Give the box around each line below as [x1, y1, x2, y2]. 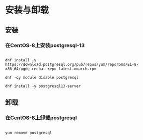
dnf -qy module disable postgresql [5, 75, 79, 80]
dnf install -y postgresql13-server [5, 84, 81, 89]
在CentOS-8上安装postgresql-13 [5, 42, 85, 48]
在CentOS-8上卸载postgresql [5, 114, 77, 121]
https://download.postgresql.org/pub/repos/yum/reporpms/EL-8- [5, 62, 139, 67]
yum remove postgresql [5, 130, 52, 135]
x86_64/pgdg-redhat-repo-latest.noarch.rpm [5, 66, 97, 71]
